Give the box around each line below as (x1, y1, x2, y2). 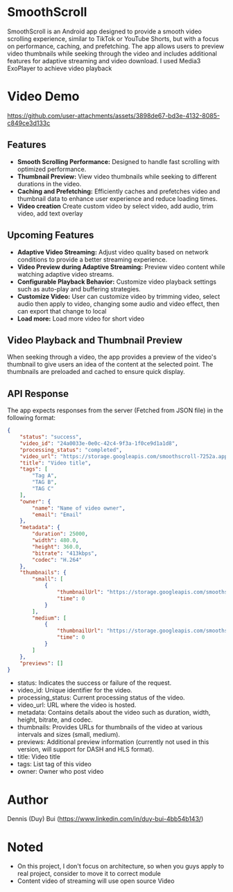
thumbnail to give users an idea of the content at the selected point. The (7, 360, 214, 368)
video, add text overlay (17, 209, 83, 218)
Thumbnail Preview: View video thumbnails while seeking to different (17, 172, 217, 181)
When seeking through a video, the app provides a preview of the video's (7, 352, 217, 362)
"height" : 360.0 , (32, 543, 82, 550)
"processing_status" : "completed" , (19, 446, 123, 453)
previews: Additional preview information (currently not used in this (17, 738, 209, 746)
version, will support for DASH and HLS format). (17, 745, 155, 754)
